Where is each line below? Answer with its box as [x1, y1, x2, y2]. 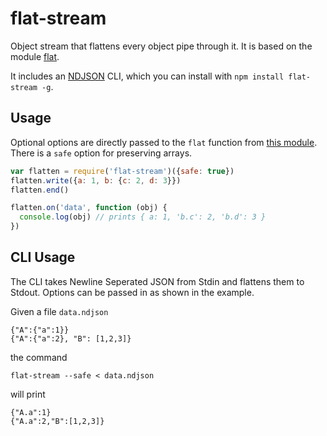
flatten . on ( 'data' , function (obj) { [10, 203, 168, 213]
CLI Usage [10, 249, 76, 266]
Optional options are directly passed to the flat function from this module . [10, 136, 318, 148]
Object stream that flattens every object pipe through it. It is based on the [10, 40, 313, 52]
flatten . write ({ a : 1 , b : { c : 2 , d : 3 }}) [10, 175, 182, 186]
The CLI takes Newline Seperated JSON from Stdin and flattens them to [10, 275, 305, 287]
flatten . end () [10, 185, 70, 195]
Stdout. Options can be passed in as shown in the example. [10, 286, 255, 298]
